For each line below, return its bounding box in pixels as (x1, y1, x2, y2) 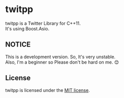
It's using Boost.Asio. (5, 25, 50, 31)
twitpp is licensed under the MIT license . (5, 87, 90, 93)
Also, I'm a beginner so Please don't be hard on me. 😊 (5, 59, 119, 65)
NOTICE (5, 40, 31, 49)
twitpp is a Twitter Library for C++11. (5, 20, 81, 26)
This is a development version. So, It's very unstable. (5, 54, 115, 60)
